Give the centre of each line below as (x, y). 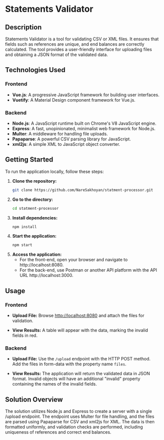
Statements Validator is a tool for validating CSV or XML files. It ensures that (82, 39)
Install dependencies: (35, 218)
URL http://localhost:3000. (46, 275)
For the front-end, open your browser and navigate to (73, 260)
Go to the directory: (32, 199)
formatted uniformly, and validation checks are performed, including (74, 427)
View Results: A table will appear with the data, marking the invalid (80, 330)
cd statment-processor (35, 208)
